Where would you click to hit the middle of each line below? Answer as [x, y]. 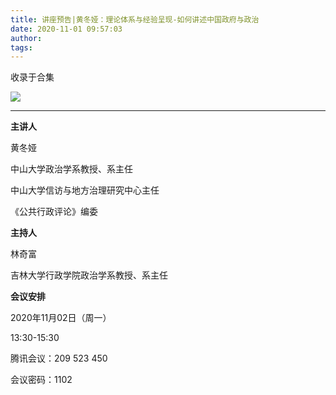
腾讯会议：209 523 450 [59, 358]
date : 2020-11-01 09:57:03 [66, 29]
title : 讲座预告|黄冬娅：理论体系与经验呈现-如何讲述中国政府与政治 [135, 19]
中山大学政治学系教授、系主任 [71, 169]
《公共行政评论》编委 [54, 212]
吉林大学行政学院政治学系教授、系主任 [89, 275]
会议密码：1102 [41, 380]
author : [26, 38]
